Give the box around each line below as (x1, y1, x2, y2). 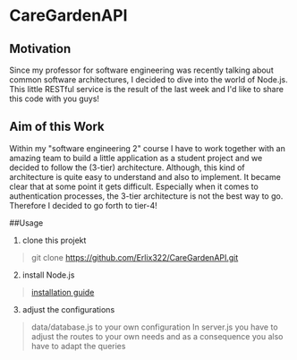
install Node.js (21, 270, 75, 280)
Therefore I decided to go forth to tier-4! (9, 200, 158, 210)
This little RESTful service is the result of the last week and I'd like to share (9, 84, 284, 94)
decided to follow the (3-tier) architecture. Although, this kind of (9, 162, 246, 173)
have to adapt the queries (30, 340, 126, 351)
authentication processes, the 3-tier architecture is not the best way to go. (9, 190, 284, 201)
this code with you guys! (9, 93, 100, 104)
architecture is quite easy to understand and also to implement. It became (9, 171, 282, 182)
